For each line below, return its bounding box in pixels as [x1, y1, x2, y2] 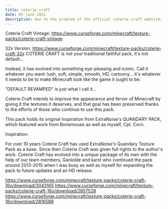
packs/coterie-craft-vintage [5, 36, 63, 42]
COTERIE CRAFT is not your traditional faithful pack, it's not [26, 51, 149, 57]
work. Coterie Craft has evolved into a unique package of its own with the [5, 151, 157, 158]
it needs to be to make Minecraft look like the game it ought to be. [5, 76, 141, 83]
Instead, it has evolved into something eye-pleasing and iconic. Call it [5, 66, 148, 72]
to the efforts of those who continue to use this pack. [5, 106, 115, 113]
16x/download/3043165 [5, 182, 54, 188]
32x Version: [5, 46, 32, 52]
